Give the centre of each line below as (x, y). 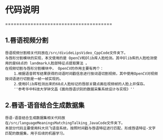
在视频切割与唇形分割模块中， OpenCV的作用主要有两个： (54, 68)
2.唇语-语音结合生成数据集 (45, 105)
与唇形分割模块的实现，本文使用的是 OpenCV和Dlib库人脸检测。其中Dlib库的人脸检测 (79, 58)
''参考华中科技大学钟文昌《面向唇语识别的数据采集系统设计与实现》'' (74, 89)
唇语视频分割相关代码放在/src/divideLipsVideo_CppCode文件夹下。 (66, 53)
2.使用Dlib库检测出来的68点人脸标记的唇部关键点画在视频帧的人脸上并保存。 (81, 84)
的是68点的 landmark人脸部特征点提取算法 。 (49, 63)
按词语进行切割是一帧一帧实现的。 (34, 79)
